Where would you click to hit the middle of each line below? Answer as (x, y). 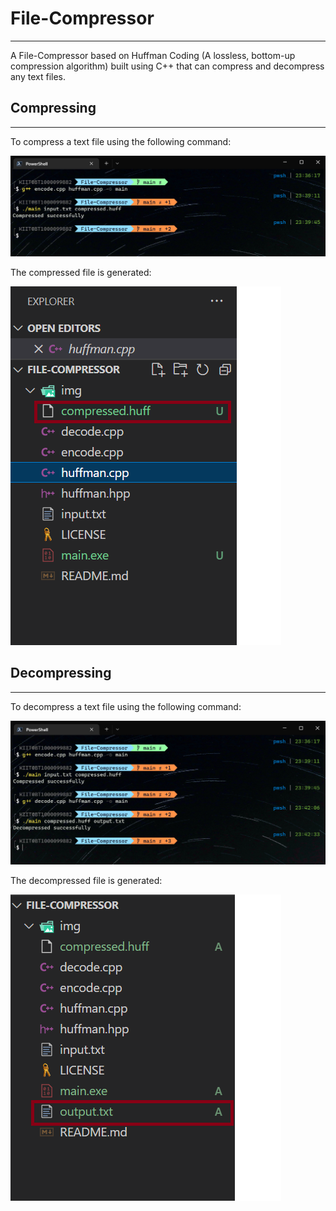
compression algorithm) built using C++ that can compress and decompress (167, 66)
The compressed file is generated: (81, 272)
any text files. (38, 76)
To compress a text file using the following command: (121, 141)
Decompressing (61, 673)
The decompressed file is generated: (86, 881)
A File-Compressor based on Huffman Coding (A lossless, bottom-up (153, 55)
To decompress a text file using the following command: (126, 706)
